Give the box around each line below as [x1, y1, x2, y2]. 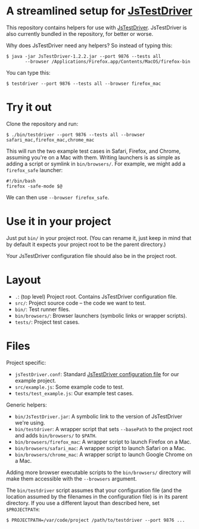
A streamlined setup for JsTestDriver [6, 4, 192, 18]
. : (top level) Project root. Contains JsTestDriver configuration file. [14, 293, 178, 300]
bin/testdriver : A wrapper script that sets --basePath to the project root [14, 425, 193, 432]
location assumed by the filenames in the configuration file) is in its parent [6, 493, 188, 500]
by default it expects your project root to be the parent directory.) [6, 241, 166, 248]
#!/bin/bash [6, 178, 36, 184]
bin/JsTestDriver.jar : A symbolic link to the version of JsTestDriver [14, 413, 183, 420]
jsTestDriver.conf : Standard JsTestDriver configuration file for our [14, 370, 179, 377]
